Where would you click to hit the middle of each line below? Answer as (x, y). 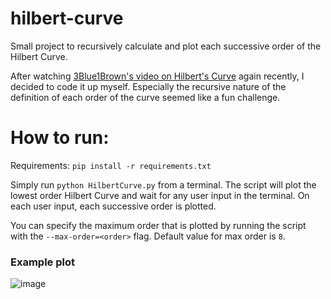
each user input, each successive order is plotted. (113, 206)
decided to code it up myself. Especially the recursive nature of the (148, 86)
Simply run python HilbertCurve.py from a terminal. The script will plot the (163, 184)
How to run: (60, 138)
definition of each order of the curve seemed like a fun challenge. (145, 97)
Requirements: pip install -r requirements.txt (111, 165)
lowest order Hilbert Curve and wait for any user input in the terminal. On (160, 195)
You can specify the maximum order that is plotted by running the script (158, 225)
